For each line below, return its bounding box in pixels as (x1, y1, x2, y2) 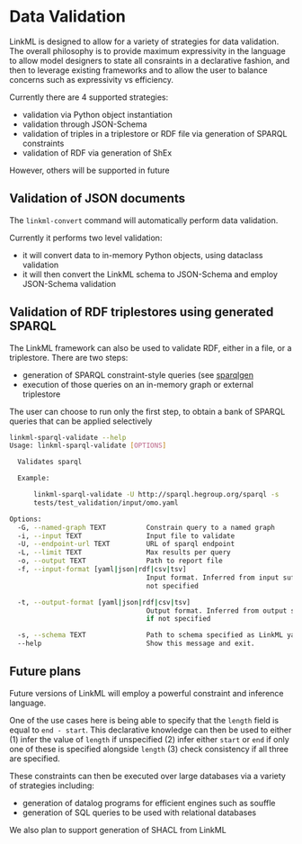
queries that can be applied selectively (9, 416, 153, 426)
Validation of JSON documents (9, 191, 186, 206)
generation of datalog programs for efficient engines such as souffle (22, 797, 276, 808)
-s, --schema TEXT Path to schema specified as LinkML (17, 631, 283, 640)
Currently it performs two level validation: (9, 232, 163, 243)
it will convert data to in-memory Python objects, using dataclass (22, 249, 263, 260)
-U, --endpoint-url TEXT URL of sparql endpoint (17, 540, 235, 549)
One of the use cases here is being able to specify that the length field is (9, 714, 280, 725)
